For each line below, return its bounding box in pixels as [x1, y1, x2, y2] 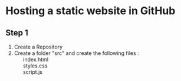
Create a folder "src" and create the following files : [14, 50, 139, 57]
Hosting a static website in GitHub [5, 4, 176, 18]
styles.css [22, 62, 48, 69]
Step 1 [5, 28, 29, 38]
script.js [22, 69, 42, 75]
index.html [22, 56, 48, 63]
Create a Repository [14, 43, 63, 50]
